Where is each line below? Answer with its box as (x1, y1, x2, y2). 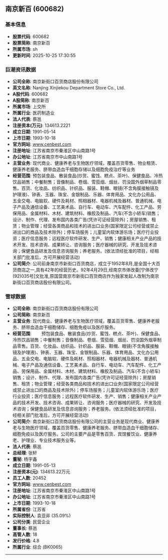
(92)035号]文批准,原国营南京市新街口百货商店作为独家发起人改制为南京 (12, 273, 159, 279)
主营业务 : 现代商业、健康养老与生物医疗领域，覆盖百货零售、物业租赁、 (12, 160, 160, 166)
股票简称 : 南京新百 (12, 40, 50, 46)
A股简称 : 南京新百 (12, 97, 49, 103)
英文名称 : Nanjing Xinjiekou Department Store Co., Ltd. (12, 84, 125, 90)
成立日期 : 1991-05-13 (12, 463, 56, 469)
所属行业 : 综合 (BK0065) (12, 544, 63, 550)
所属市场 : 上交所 (12, 103, 46, 109)
